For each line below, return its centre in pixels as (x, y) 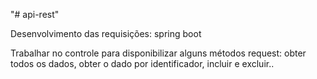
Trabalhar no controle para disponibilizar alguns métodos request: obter (158, 53)
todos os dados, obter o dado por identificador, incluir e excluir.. (142, 63)
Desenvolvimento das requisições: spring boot (106, 33)
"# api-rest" (35, 14)
